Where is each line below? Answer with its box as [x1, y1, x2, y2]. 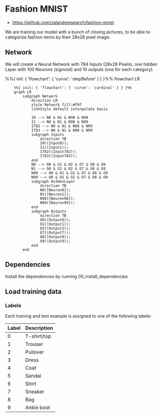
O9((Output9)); [40, 239, 71, 244]
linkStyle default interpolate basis [31, 106, 108, 112]
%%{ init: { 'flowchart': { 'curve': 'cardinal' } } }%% [14, 85, 132, 90]
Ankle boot [25, 404, 50, 411]
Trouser [25, 341, 43, 348]
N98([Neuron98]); [40, 196, 76, 201]
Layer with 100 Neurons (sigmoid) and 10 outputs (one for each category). [5, 66, 154, 72]
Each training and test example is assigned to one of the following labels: [5, 313, 152, 319]
